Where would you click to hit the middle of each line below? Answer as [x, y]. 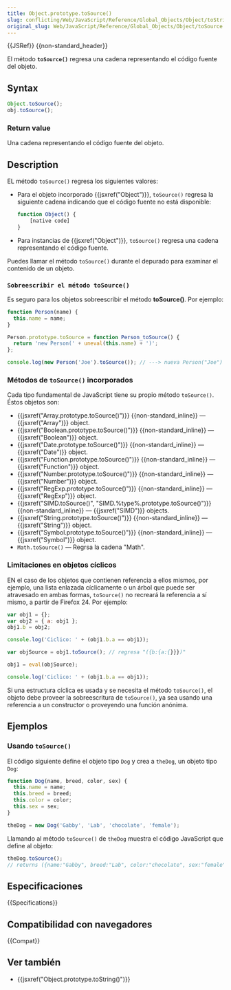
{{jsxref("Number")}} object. [57, 482]
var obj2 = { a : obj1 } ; [43, 621]
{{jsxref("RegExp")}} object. [57, 496]
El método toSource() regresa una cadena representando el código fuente [112, 59]
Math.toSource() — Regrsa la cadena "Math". [81, 547]
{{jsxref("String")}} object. [54, 525]
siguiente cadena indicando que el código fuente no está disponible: [114, 202]
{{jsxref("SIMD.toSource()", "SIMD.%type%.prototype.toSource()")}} [114, 504]
